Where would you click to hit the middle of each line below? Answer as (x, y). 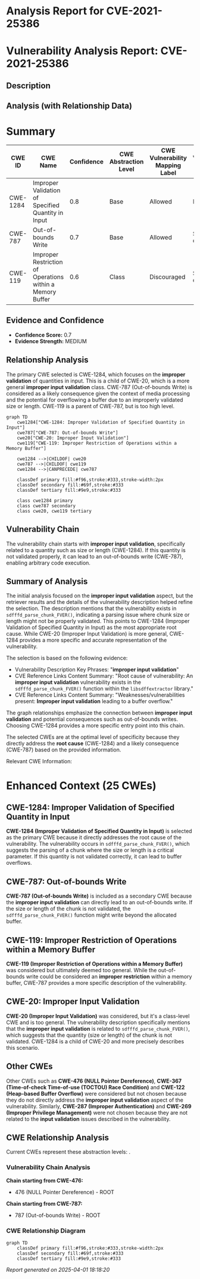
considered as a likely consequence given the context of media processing (98, 393)
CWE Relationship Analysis (57, 1137)
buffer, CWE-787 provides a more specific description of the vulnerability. (96, 982)
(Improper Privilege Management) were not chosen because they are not (97, 1112)
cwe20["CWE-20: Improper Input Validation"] (73, 438)
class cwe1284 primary (45, 500)
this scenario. (23, 1047)
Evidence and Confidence (55, 320)
